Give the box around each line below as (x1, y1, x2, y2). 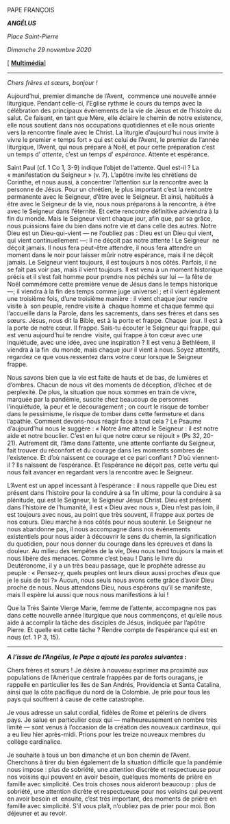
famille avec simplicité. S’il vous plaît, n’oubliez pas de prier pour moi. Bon (7, 802, 216, 810)
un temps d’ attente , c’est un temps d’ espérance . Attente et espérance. (7, 150, 209, 158)
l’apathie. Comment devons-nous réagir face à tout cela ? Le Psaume (7, 417, 202, 425)
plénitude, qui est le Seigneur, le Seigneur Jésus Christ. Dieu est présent (7, 496, 212, 504)
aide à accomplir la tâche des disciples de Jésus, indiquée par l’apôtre (7, 618, 205, 627)
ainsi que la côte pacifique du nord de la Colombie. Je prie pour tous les (7, 688, 210, 696)
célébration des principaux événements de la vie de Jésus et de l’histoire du (7, 106, 222, 114)
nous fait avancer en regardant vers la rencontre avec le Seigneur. (7, 468, 194, 476)
